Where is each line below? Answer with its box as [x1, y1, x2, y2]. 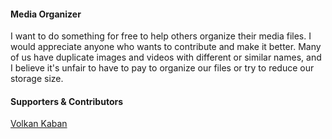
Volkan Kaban [10, 118, 68, 130]
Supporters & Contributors [10, 95, 124, 107]
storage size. [10, 73, 64, 85]
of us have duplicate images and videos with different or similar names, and [10, 51, 322, 64]
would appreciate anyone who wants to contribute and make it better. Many [10, 41, 322, 53]
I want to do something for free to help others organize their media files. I [10, 30, 312, 42]
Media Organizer [10, 8, 82, 20]
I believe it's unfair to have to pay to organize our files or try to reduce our [10, 62, 315, 74]
